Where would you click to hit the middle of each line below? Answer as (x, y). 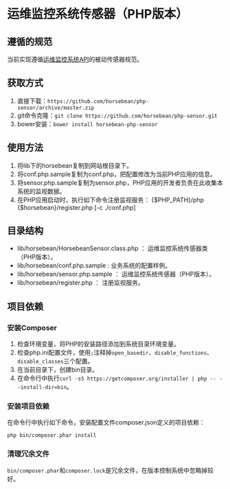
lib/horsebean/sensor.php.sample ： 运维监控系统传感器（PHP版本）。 (116, 274)
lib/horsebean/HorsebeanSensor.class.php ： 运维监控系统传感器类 (112, 248)
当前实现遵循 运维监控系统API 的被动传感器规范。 (75, 59)
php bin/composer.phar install (52, 436)
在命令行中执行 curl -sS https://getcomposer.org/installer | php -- (116, 379)
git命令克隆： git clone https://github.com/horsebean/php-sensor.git (117, 115)
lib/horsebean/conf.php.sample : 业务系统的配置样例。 (94, 265)
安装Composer (32, 328)
